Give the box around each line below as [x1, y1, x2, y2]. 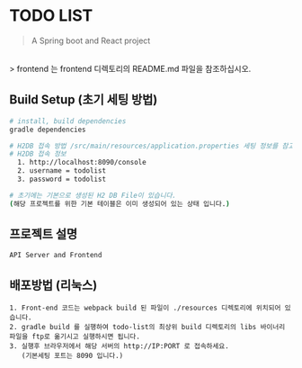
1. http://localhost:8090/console [17, 158, 147, 167]
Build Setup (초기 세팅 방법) [9, 92, 158, 108]
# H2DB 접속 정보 [9, 149, 67, 158]
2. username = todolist [17, 166, 106, 175]
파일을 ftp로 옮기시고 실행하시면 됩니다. [9, 332, 141, 342]
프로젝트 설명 [9, 227, 78, 242]
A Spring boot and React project [31, 35, 151, 46]
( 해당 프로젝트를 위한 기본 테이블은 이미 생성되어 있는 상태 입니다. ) [9, 199, 231, 208]
